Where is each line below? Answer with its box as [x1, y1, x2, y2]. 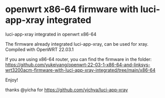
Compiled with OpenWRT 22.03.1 [5, 46, 74, 52]
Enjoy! [5, 77, 19, 83]
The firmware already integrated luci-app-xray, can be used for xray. [5, 41, 149, 47]
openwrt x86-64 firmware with [5, 4, 139, 15]
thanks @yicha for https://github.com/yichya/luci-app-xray [5, 86, 128, 92]
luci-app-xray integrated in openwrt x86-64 [5, 31, 97, 37]
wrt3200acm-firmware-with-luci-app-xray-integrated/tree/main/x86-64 [5, 67, 156, 73]
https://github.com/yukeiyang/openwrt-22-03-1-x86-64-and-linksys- [5, 61, 151, 68]
